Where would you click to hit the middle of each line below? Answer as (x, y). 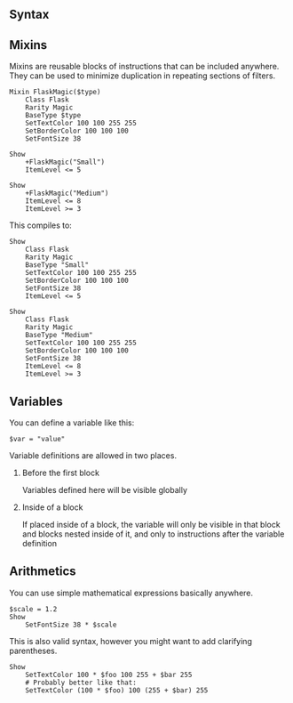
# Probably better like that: (81, 683)
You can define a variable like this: (72, 423)
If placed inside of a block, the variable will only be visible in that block (151, 525)
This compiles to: (41, 225)
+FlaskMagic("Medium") (67, 194)
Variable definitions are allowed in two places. (93, 456)
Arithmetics (43, 572)
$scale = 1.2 (33, 609)
